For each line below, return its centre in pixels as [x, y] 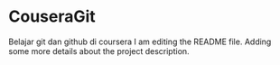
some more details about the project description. [99, 51]
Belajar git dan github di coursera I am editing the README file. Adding [140, 42]
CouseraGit [52, 17]
